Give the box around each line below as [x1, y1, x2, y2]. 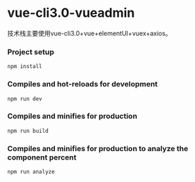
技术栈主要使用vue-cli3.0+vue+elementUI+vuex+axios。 [7, 29, 172, 37]
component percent [7, 152, 77, 162]
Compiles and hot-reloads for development [7, 79, 158, 89]
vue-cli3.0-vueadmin [7, 5, 135, 21]
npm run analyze [7, 169, 55, 176]
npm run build [7, 127, 49, 134]
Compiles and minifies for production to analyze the [7, 143, 189, 153]
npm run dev [7, 95, 42, 103]
